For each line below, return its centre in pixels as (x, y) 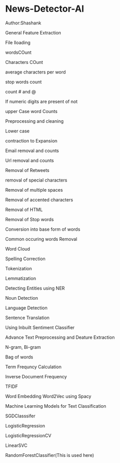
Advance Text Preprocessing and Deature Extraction (60, 337)
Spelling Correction (25, 259)
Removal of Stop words (30, 219)
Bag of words (19, 357)
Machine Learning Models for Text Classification (56, 406)
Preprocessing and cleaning (34, 121)
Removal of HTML (24, 209)
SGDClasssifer (20, 416)
